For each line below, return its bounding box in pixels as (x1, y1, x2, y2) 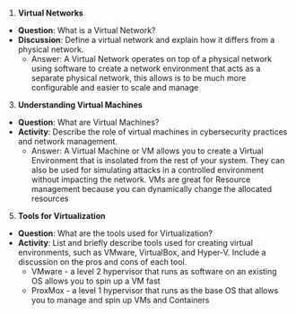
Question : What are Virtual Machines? (17, 117, 160, 127)
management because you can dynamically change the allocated (30, 184, 272, 194)
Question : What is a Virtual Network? (17, 25, 156, 35)
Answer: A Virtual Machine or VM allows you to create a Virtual (30, 145, 264, 156)
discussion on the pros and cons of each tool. (17, 257, 187, 267)
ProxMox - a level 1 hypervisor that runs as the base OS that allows (30, 285, 279, 295)
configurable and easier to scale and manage (30, 83, 199, 92)
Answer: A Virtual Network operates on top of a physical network (30, 54, 272, 64)
